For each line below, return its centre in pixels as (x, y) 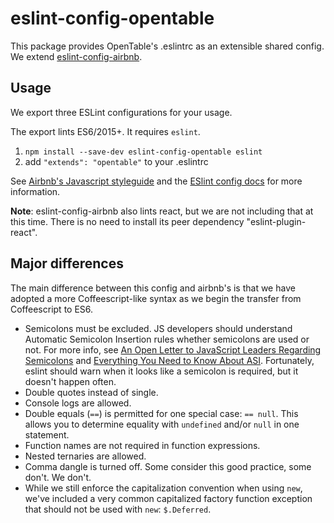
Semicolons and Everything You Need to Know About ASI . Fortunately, (169, 360)
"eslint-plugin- (276, 221)
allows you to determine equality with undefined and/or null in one (162, 424)
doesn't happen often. (70, 381)
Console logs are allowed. (78, 403)
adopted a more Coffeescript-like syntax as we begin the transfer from (156, 298)
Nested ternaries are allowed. (85, 456)
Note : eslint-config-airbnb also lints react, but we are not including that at (162, 211)
